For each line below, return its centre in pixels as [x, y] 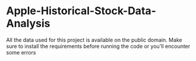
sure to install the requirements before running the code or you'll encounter [98, 46]
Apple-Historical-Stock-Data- [81, 11]
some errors [21, 52]
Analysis [28, 23]
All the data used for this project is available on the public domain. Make [94, 40]
